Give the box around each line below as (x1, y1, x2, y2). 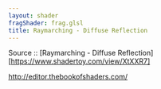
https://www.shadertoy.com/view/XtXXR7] (10, 56, 151, 66)
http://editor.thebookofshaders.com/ (8, 72, 128, 82)
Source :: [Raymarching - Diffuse (8, 48, 116, 58)
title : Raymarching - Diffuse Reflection (8, 26, 148, 34)
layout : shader (8, 11, 59, 20)
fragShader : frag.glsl (8, 19, 84, 27)
